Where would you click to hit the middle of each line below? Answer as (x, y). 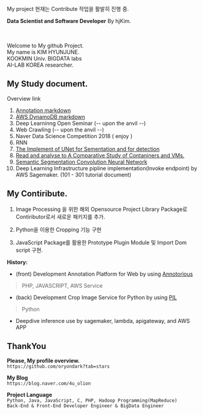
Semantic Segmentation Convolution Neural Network (81, 162)
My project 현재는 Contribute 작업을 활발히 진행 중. (68, 9)
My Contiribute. (37, 194)
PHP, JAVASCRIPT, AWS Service (62, 285)
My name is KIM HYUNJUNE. (43, 52)
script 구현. (29, 250)
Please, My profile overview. (43, 361)
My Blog (18, 378)
